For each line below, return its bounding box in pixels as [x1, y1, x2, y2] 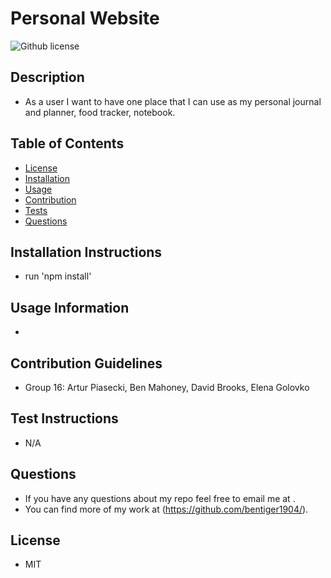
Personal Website [10, 7, 160, 30]
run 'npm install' [24, 270, 92, 282]
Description [10, 69, 85, 86]
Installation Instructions [10, 243, 163, 261]
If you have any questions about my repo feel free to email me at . [24, 492, 296, 504]
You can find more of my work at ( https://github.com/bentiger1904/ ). [24, 503, 309, 515]
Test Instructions [10, 410, 119, 427]
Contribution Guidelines [10, 355, 163, 372]
